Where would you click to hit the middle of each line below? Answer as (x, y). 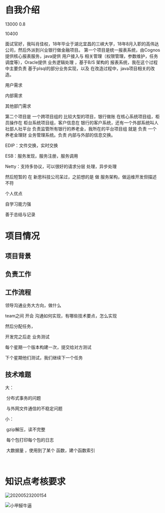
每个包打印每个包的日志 (30, 440)
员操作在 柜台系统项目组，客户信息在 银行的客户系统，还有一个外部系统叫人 (82, 122)
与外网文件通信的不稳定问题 (34, 408)
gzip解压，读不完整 (26, 429)
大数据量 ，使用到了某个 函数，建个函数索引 (50, 450)
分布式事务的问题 (23, 398)
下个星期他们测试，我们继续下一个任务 (44, 357)
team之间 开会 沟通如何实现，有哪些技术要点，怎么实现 (61, 315)
